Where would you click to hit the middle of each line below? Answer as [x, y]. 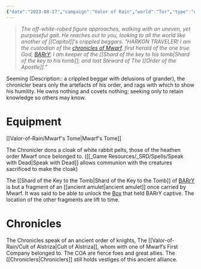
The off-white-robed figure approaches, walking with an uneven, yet [106, 29]
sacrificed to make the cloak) [42, 169]
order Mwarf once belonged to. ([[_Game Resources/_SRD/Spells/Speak [95, 156]
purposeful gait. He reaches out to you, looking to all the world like [103, 35]
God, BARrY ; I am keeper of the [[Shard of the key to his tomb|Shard [105, 54]
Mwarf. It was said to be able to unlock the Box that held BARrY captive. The [100, 193]
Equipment [34, 122]
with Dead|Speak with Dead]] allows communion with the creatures [89, 163]
